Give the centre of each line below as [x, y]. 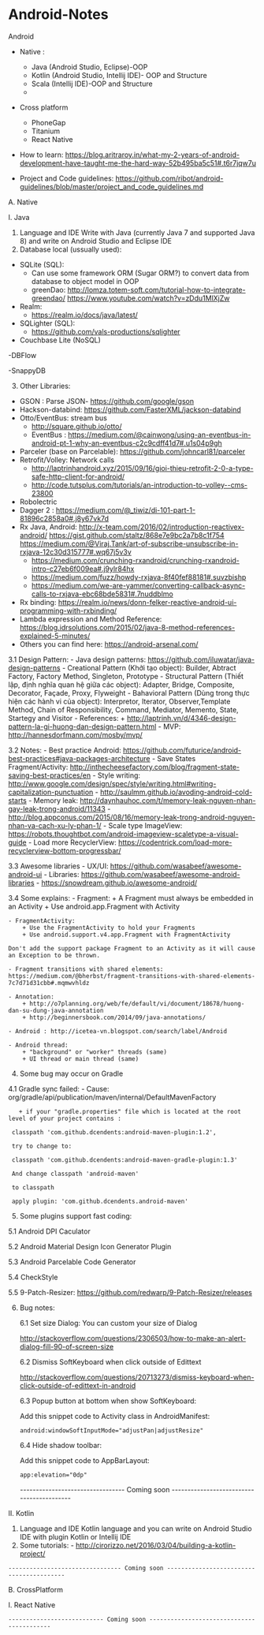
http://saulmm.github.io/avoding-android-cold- [176, 792]
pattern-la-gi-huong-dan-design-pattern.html [82, 726]
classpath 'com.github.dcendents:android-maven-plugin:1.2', [114, 1132]
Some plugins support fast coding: [76, 1215]
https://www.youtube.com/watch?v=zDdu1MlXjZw [148, 298]
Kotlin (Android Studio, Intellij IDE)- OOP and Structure [119, 75]
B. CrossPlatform [35, 1589]
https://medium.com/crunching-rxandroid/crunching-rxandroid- [136, 560]
